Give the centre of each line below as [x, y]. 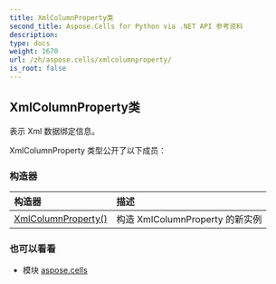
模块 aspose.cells [55, 270]
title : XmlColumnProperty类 [62, 18]
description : [34, 34]
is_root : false [38, 69]
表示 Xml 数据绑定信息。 [55, 131]
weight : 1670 [34, 52]
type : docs [30, 43]
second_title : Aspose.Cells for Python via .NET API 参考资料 [126, 26]
